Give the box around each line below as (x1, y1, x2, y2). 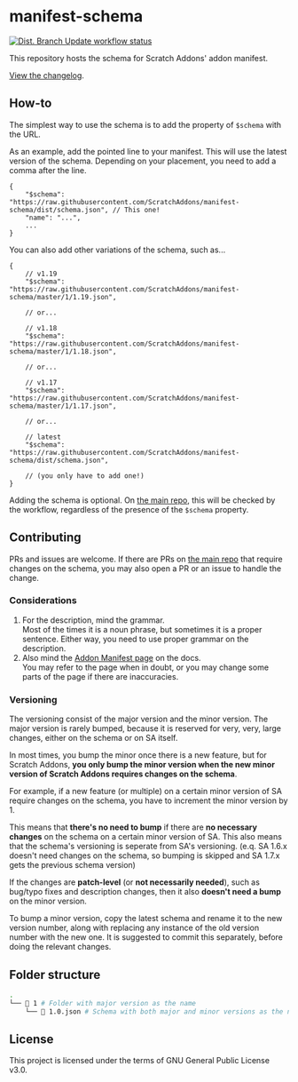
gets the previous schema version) (9, 860, 136, 871)
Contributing (9, 530, 82, 545)
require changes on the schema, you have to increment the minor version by (9, 795, 288, 806)
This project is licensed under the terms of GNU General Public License (9, 1055, 271, 1066)
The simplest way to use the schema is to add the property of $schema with (9, 119, 282, 130)
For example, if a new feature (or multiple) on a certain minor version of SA (9, 786, 282, 797)
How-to (9, 96, 52, 111)
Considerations (9, 594, 77, 607)
